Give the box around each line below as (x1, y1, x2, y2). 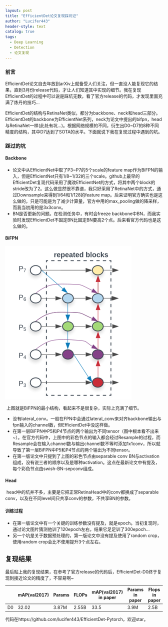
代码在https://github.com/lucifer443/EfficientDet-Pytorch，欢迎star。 (5, 616, 148, 622)
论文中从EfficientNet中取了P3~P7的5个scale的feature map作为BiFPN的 (12, 167, 159, 173)
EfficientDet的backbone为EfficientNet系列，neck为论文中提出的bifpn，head (5, 116, 162, 122)
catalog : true (5, 29, 35, 34)
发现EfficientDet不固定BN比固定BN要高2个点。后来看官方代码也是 (21, 217, 157, 223)
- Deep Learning (9, 40, 43, 45)
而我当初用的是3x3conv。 (12, 204, 66, 210)
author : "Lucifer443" (5, 18, 50, 23)
